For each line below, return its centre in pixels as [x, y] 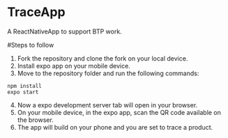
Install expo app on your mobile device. [74, 66]
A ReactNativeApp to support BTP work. [64, 31]
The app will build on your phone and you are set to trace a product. [115, 127]
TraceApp [36, 12]
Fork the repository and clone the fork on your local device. [102, 58]
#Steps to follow [31, 45]
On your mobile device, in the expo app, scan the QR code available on [119, 112]
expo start [23, 92]
